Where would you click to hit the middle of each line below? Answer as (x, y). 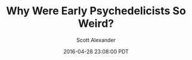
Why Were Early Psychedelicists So (96, 11)
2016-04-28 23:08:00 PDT (96, 51)
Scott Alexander (96, 40)
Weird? (96, 23)
